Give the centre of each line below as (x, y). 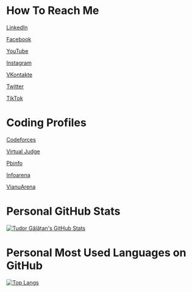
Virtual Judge (23, 151)
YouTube (17, 51)
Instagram (19, 63)
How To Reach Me (53, 11)
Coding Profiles (46, 123)
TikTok (15, 98)
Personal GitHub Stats (63, 211)
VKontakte (19, 74)
